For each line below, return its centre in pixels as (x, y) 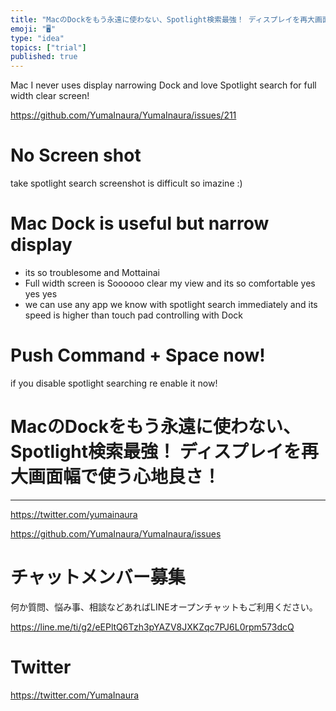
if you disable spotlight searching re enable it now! (114, 383)
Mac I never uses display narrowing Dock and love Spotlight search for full (163, 85)
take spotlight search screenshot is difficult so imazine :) (126, 183)
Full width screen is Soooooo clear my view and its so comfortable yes (170, 283)
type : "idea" (37, 38)
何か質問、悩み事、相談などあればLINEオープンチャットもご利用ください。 (164, 607)
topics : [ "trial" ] (48, 47)
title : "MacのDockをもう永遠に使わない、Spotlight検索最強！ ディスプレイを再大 (162, 19)
